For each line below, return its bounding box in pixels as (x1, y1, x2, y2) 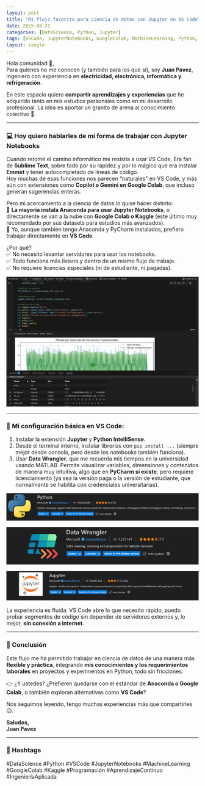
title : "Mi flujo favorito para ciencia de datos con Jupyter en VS (6, 16, 184, 23)
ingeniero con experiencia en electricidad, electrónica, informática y (6, 73, 182, 79)
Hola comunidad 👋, (6, 60, 54, 67)
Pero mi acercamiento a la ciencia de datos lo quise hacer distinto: (6, 200, 173, 207)
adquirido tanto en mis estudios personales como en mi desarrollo (6, 98, 173, 104)
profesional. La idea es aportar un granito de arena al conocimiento (6, 104, 175, 111)
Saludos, (6, 718, 29, 726)
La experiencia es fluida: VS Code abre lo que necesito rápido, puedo (6, 606, 181, 614)
